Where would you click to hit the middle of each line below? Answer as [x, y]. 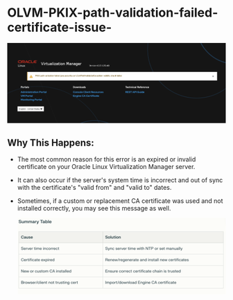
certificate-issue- [60, 27]
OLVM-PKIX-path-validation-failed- [113, 13]
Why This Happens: [51, 142]
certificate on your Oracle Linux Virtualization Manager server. [106, 166]
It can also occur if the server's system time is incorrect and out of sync [120, 180]
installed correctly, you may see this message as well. [94, 208]
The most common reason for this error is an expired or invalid [106, 159]
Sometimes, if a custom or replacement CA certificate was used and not [120, 201]
